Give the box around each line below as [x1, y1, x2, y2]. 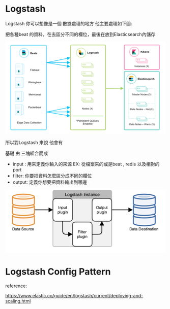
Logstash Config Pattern [5, 266, 111, 277]
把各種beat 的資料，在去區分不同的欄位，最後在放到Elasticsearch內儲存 [5, 31, 156, 37]
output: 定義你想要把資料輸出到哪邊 [12, 179, 88, 185]
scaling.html [5, 298, 31, 304]
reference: [5, 283, 27, 289]
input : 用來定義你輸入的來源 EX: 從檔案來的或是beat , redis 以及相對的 [12, 161, 160, 167]
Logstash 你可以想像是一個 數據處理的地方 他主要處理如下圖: [5, 20, 132, 26]
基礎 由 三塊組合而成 [5, 150, 48, 156]
